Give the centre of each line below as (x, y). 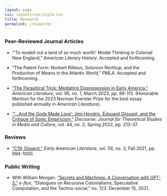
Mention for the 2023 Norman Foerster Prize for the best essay (77, 99)
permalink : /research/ (28, 24)
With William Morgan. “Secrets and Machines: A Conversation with (80, 178)
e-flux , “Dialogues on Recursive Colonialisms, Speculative (78, 183)
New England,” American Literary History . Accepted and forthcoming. (84, 58)
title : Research (21, 19)
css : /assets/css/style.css (34, 15)
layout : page (18, 10)
